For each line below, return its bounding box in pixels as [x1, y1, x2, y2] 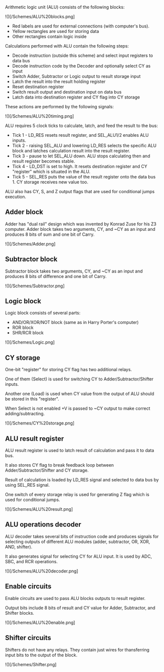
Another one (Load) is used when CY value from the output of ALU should [5, 391, 154, 397]
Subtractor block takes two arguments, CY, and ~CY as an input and [5, 268, 143, 274]
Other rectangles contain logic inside [12, 34, 87, 39]
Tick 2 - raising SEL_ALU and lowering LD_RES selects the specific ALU [12, 143, 157, 149]
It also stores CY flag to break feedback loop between [5, 462, 114, 468]
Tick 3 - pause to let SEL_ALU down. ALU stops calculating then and [12, 153, 150, 159]
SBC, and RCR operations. [5, 558, 58, 564]
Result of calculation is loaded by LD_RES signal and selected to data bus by [5, 477, 159, 483]
